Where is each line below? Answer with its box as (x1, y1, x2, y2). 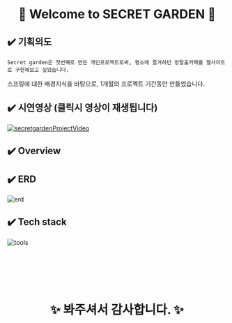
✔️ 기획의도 (7, 36, 52, 47)
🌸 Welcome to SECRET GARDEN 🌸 (18, 6, 216, 22)
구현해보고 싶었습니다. (15, 66, 70, 73)
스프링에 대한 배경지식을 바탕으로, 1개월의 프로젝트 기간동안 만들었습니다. (7, 80, 206, 88)
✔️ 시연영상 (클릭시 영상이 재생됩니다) (7, 102, 158, 114)
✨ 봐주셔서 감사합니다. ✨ (49, 302, 185, 318)
